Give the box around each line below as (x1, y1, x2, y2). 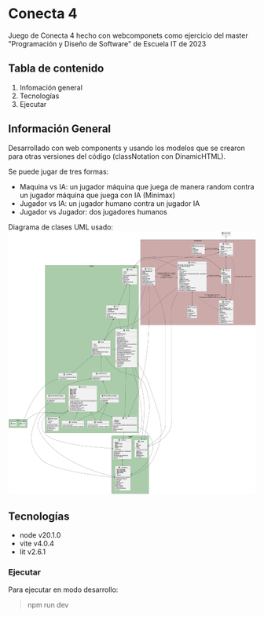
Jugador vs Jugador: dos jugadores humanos (19, 207, 167, 216)
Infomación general (19, 83, 82, 92)
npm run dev (27, 600, 69, 609)
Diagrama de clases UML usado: (8, 222, 114, 232)
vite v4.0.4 (19, 539, 55, 549)
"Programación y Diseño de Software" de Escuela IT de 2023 (8, 39, 207, 48)
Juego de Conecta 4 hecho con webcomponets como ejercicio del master (8, 31, 249, 40)
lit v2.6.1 (19, 547, 46, 556)
